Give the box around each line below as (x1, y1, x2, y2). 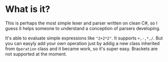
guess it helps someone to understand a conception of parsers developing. (5, 25, 160, 31)
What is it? (5, 3, 51, 15)
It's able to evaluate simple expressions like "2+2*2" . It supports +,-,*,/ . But (5, 35, 163, 41)
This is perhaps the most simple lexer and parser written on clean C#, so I (5, 20, 158, 26)
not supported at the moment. (5, 51, 67, 57)
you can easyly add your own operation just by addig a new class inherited (5, 40, 160, 46)
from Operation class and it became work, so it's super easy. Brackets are (5, 45, 158, 51)
